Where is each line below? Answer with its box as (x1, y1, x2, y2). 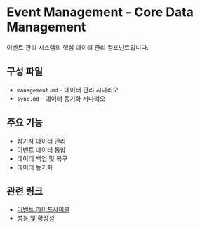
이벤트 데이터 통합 (16, 145, 66, 154)
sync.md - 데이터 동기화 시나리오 (16, 94, 106, 102)
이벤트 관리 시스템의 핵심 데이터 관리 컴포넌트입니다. (6, 43, 149, 51)
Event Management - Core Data (6, 4, 194, 20)
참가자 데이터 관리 (16, 137, 66, 145)
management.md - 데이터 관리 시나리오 (16, 85, 119, 94)
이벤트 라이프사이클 (16, 205, 70, 214)
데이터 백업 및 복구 (16, 154, 68, 162)
